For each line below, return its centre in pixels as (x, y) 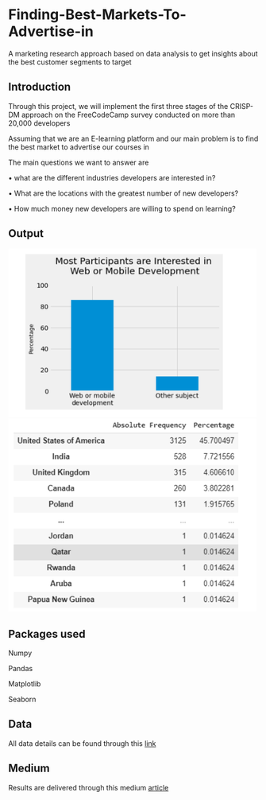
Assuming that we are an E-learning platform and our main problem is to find (133, 138)
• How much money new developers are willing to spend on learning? (122, 208)
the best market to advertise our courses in (79, 147)
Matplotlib (25, 684)
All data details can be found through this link (82, 743)
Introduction (40, 87)
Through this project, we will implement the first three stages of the (118, 106)
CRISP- (242, 106)
